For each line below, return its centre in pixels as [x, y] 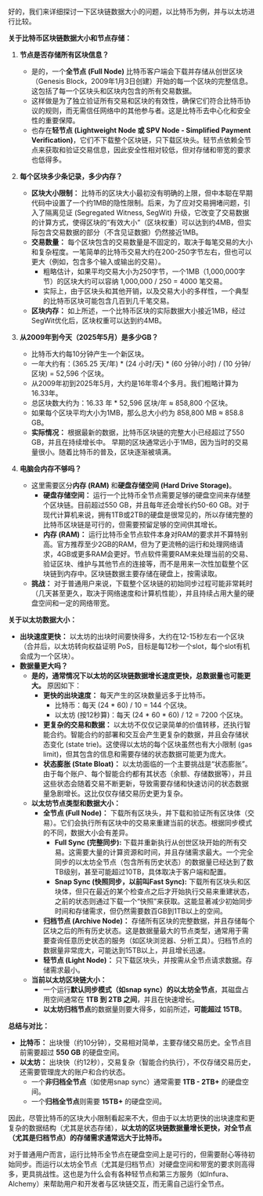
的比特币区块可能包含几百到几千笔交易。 [108, 301]
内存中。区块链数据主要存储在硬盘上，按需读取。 [142, 574]
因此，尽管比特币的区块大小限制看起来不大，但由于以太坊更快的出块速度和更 [131, 1118]
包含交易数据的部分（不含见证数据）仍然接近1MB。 [121, 232]
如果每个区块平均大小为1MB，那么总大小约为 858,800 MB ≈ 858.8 [137, 413]
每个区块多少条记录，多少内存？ [71, 176]
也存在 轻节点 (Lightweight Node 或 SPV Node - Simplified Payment [141, 130]
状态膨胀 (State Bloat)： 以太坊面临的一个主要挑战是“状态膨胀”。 [147, 764]
